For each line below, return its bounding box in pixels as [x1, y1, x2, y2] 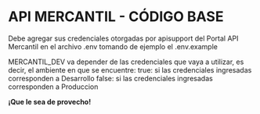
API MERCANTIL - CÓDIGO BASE [8, 8, 224, 26]
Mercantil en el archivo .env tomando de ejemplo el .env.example [8, 41, 218, 51]
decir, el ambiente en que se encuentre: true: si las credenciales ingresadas [8, 65, 252, 74]
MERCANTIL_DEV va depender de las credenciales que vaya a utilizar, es [8, 57, 244, 66]
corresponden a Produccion [8, 82, 99, 91]
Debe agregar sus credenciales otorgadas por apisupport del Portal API [8, 34, 239, 43]
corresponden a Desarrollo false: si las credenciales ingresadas [8, 73, 213, 83]
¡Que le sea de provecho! [8, 97, 92, 106]
